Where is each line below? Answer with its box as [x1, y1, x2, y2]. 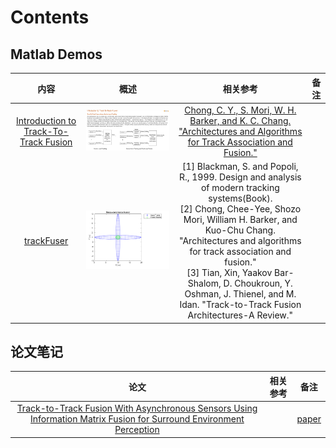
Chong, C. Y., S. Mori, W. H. [184, 104, 297, 116]
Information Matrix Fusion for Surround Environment [30, 413, 245, 425]
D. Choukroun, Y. [223, 277, 293, 289]
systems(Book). [208, 192, 273, 204]
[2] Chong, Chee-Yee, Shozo [179, 203, 302, 215]
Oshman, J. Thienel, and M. [184, 288, 297, 300]
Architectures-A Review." [187, 309, 294, 321]
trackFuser [24, 235, 69, 246]
